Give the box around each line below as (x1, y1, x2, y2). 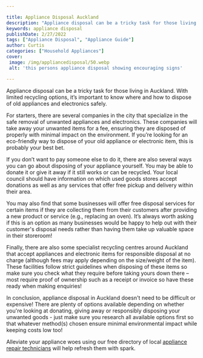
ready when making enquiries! (6, 282, 82, 289)
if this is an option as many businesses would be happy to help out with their (6, 219, 197, 226)
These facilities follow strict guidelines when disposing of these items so (6, 263, 188, 270)
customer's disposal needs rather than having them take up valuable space (6, 225, 194, 232)
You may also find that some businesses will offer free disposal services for (6, 200, 195, 207)
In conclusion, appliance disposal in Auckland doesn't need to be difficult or (6, 294, 196, 301)
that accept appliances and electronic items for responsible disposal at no (6, 250, 191, 257)
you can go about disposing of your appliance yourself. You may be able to (6, 162, 193, 169)
